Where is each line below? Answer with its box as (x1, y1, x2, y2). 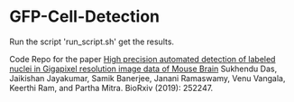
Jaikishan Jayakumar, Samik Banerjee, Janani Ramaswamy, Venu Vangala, (9, 72, 286, 83)
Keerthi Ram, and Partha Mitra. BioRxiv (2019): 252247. (9, 82, 214, 93)
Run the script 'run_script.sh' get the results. (9, 36, 174, 47)
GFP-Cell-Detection (9, 6, 161, 27)
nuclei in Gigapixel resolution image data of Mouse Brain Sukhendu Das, (9, 63, 278, 74)
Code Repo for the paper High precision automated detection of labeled (9, 53, 276, 64)
